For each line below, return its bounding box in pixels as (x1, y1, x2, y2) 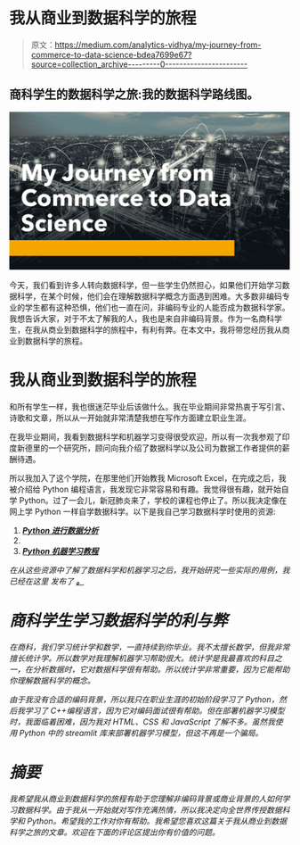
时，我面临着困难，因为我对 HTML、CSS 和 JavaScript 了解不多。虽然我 (9, 717, 276, 727)
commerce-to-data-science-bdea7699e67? (30, 49, 192, 60)
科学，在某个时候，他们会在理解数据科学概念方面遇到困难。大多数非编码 (16, 291, 282, 302)
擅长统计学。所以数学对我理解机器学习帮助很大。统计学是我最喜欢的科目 (9, 653, 274, 664)
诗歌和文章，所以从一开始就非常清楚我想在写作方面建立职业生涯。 (9, 412, 251, 424)
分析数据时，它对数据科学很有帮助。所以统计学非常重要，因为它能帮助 (32, 664, 290, 675)
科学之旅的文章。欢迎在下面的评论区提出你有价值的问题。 (9, 827, 220, 838)
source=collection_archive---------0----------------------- (30, 59, 247, 70)
